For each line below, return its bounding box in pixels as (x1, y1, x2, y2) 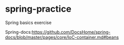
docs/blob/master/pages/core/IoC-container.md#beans (5, 34, 119, 40)
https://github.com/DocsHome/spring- (32, 29, 111, 35)
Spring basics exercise (5, 20, 52, 25)
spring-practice (5, 3, 72, 15)
